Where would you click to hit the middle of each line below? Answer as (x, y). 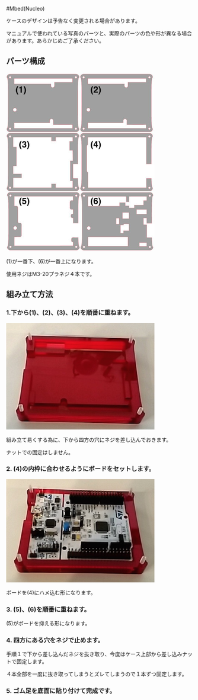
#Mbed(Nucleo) (25, 9)
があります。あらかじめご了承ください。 (55, 41)
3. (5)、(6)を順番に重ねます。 (48, 609)
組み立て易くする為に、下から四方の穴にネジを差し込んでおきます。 (89, 439)
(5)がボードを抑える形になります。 (48, 624)
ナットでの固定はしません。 (40, 452)
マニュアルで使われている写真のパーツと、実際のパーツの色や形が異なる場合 (99, 33)
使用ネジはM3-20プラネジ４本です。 (51, 274)
